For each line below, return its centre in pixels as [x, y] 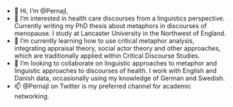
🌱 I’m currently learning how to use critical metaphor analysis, [104, 41]
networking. [32, 96]
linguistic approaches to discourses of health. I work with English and [115, 71]
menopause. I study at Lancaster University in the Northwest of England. [120, 33]
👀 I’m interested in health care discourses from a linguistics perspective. [119, 18]
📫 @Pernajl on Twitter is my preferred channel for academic [102, 86]
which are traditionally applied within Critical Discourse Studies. [107, 56]
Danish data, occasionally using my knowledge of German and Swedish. [119, 78]
